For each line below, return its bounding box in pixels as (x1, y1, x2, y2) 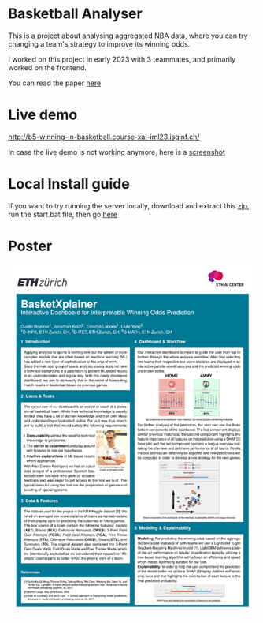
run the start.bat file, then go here (8, 209, 118, 219)
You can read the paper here (8, 78, 102, 88)
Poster (8, 238, 53, 255)
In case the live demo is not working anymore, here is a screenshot (8, 147, 226, 156)
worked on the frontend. (8, 62, 87, 72)
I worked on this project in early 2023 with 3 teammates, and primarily (8, 54, 236, 64)
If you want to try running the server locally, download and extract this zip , (8, 201, 250, 210)
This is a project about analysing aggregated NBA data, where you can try (8, 31, 248, 40)
